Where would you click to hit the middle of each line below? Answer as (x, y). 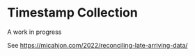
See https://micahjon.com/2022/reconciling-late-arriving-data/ (97, 45)
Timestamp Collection (72, 13)
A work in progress (34, 32)
